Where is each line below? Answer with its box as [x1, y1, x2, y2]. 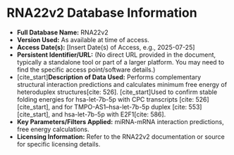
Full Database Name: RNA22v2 [16, 28, 109, 36]
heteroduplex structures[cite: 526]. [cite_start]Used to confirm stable [16, 88, 218, 96]
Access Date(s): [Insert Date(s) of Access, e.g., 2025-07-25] [16, 43, 195, 51]
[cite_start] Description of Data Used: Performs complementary [16, 72, 202, 81]
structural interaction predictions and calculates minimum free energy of [16, 80, 227, 88]
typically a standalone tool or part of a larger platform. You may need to [16, 58, 225, 66]
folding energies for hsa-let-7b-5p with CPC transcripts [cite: [16, 95, 195, 103]
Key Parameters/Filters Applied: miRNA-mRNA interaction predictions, [16, 117, 224, 126]
